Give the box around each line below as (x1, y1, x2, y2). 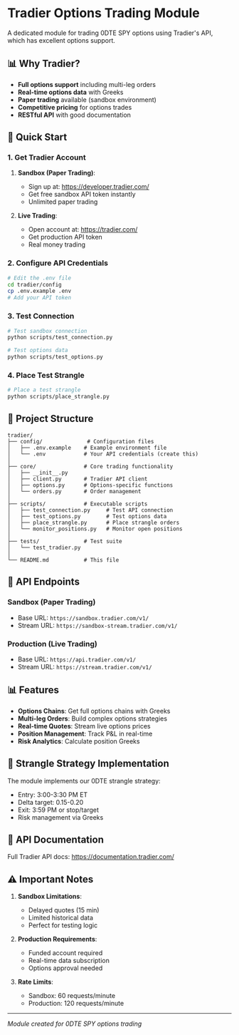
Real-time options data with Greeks (17, 88, 124, 96)
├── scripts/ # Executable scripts (7, 500, 148, 508)
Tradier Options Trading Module (7, 5, 201, 21)
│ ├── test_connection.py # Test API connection (7, 506, 174, 514)
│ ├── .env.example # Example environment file (7, 444, 167, 451)
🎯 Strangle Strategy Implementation (7, 758, 169, 770)
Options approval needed (28, 964, 103, 972)
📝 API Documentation (7, 833, 105, 845)
